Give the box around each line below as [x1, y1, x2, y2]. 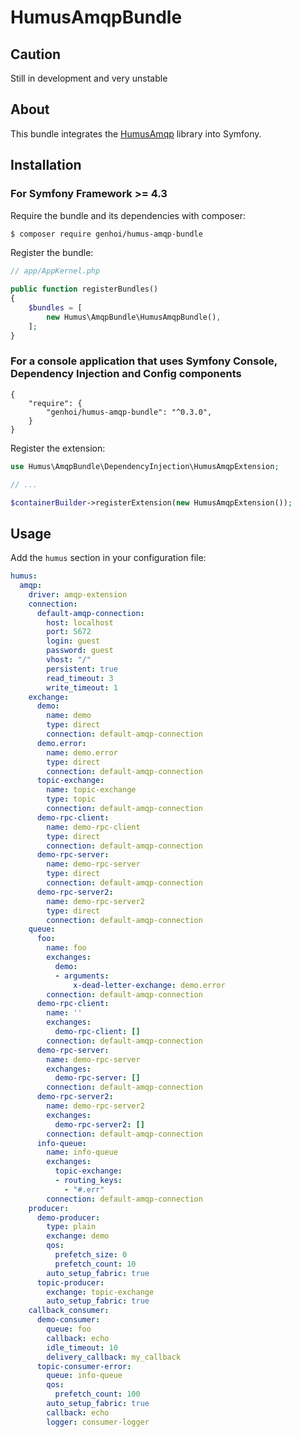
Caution [10, 46, 62, 63]
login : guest [46, 636, 101, 646]
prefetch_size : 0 [54, 1250, 128, 1260]
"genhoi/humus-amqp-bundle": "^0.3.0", [46, 407, 213, 417]
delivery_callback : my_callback [46, 1352, 182, 1362]
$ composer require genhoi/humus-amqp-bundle [10, 229, 203, 239]
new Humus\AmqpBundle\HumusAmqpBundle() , [46, 312, 222, 322]
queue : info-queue [46, 1371, 123, 1381]
